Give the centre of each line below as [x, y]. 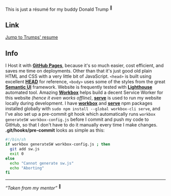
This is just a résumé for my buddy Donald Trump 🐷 [59, 9]
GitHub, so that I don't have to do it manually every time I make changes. [81, 125]
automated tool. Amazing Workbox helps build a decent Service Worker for [84, 92]
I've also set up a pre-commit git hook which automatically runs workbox [80, 114]
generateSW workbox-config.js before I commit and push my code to [77, 119]
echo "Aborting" [27, 168]
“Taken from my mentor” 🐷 [33, 187]
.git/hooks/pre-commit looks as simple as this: [55, 130]
